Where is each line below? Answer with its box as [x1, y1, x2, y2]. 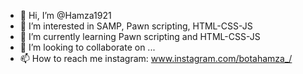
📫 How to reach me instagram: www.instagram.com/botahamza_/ [19, 53, 293, 64]
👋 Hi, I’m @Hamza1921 [19, 10, 112, 21]
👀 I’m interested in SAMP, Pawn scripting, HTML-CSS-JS [19, 20, 253, 32]
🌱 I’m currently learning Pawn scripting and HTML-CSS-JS [19, 31, 261, 42]
